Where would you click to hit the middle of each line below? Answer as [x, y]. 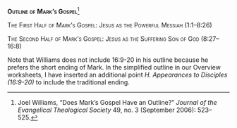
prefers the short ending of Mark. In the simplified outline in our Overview [114, 67]
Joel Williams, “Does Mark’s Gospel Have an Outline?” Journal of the [117, 102]
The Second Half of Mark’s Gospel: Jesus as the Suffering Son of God [103, 39]
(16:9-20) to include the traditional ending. [69, 82]
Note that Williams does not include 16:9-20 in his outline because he [108, 60]
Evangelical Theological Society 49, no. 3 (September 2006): [107, 110]
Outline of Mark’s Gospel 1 [43, 11]
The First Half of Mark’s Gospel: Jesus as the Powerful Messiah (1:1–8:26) [110, 25]
